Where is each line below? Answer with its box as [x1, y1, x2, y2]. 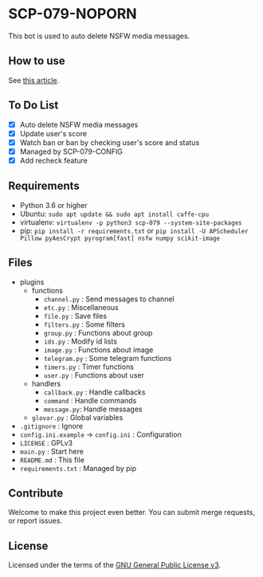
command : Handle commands [43, 395, 137, 405]
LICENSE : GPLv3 [19, 438, 73, 447]
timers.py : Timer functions [43, 362, 134, 371]
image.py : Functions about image [43, 344, 154, 355]
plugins [19, 277, 45, 287]
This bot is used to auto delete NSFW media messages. [8, 31, 190, 41]
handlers [31, 379, 61, 388]
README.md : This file [19, 455, 85, 465]
